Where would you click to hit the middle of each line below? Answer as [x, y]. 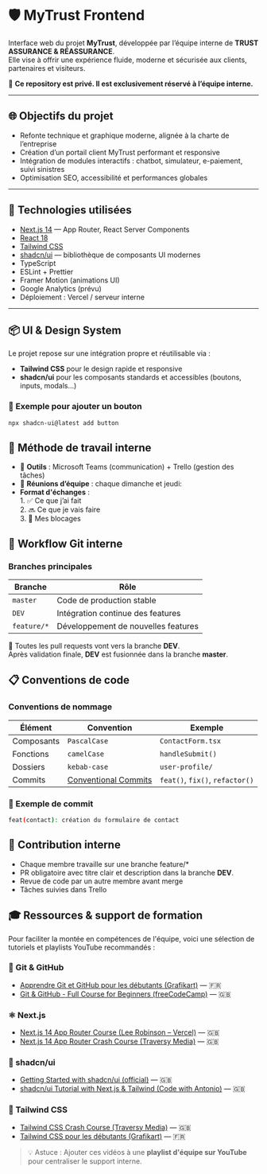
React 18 [34, 238]
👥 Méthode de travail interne [80, 448]
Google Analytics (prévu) [60, 288]
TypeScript [38, 263]
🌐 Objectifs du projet [61, 116]
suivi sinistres [42, 169]
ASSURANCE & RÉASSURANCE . [62, 51]
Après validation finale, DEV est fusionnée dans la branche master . [118, 654]
